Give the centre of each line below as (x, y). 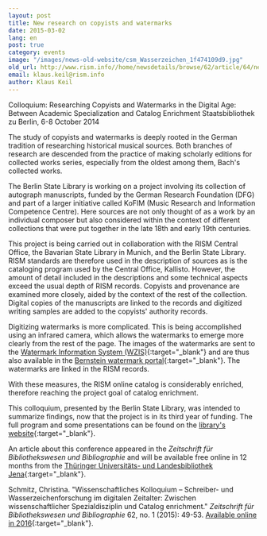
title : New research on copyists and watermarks (90, 23)
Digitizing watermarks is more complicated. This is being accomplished (125, 326)
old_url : (23, 67)
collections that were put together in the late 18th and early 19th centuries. (130, 228)
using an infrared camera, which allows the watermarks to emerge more (126, 335)
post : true (26, 45)
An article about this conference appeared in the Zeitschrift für (110, 449)
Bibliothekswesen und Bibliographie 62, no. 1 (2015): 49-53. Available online (132, 515)
